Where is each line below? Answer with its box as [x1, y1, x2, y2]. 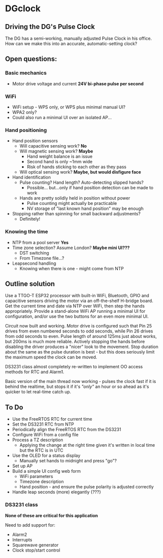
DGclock [5, 3, 41, 14]
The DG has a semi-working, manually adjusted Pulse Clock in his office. [5, 35, 152, 41]
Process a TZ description [12, 437, 63, 443]
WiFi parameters [19, 474, 53, 480]
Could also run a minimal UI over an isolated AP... [12, 114, 112, 120]
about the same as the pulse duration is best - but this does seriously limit [5, 349, 155, 355]
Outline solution [5, 279, 55, 288]
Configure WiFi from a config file [12, 432, 79, 438]
